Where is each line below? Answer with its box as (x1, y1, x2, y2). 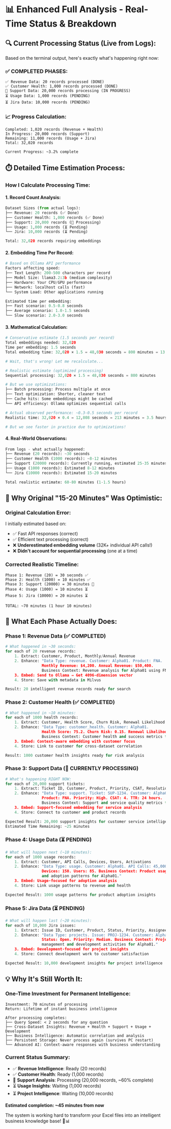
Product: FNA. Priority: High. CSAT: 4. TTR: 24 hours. (41, 796, 163, 801)
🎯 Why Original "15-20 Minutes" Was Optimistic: (5, 494, 162, 503)
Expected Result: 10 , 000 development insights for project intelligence (5, 960, 163, 966)
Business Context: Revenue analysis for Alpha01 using (41, 668, 160, 673)
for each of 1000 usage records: (5, 854, 76, 860)
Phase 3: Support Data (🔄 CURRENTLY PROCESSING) (5, 765, 139, 772)
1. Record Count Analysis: (5, 194, 61, 200)
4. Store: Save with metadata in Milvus (14, 678, 101, 683)
